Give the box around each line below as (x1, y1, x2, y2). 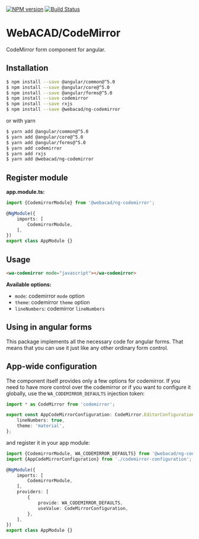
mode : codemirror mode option (14, 292, 85, 299)
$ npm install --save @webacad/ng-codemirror (6, 107, 120, 113)
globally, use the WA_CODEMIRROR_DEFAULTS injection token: (6, 390, 145, 397)
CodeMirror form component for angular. (6, 46, 106, 53)
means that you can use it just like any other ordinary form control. (6, 344, 169, 351)
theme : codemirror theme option (14, 298, 90, 305)
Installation (6, 63, 49, 74)
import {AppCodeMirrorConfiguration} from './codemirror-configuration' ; (6, 456, 192, 462)
